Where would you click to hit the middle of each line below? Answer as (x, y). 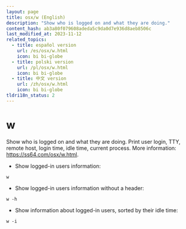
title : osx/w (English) (36, 17)
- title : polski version (43, 62)
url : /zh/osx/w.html (43, 85)
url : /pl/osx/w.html (43, 67)
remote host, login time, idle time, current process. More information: (91, 148)
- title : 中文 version (39, 79)
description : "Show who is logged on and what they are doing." (88, 23)
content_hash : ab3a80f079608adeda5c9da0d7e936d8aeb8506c (79, 28)
